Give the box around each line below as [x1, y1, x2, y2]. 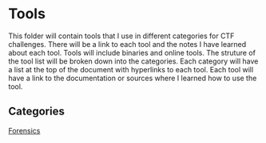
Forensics [8, 126, 41, 135]
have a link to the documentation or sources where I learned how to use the [8, 73, 257, 83]
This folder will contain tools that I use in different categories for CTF [8, 31, 235, 41]
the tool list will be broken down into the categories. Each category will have [8, 56, 259, 66]
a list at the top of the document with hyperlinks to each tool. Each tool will [8, 64, 254, 74]
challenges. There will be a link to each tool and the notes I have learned [8, 39, 247, 48]
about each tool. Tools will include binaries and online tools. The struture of [8, 48, 256, 57]
